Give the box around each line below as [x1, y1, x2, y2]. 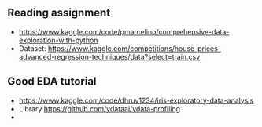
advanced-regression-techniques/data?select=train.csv [18, 52, 201, 61]
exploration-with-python [18, 35, 98, 45]
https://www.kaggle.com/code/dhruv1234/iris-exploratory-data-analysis [18, 96, 254, 105]
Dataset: [18, 43, 46, 53]
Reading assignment [7, 6, 111, 20]
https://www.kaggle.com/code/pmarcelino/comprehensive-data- [18, 27, 230, 36]
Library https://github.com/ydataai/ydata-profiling [18, 103, 181, 113]
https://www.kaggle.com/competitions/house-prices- [47, 43, 222, 53]
